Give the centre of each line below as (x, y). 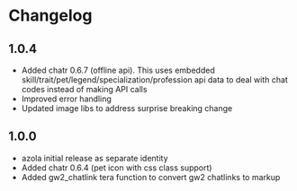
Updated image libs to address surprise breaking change (127, 108)
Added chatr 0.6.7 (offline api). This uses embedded (118, 70)
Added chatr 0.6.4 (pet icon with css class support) (117, 168)
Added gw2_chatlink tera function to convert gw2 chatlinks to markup (151, 177)
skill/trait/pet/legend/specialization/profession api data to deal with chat (155, 80)
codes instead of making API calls (84, 89)
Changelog (50, 16)
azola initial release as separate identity (94, 158)
